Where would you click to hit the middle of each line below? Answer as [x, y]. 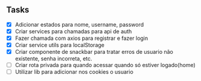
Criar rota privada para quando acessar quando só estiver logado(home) [105, 65]
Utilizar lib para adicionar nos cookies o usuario [74, 72]
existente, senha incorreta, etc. [53, 59]
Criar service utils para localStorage [59, 45]
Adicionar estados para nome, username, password [79, 24]
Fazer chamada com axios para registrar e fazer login [81, 38]
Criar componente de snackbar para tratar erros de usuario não [94, 52]
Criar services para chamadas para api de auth [73, 31]
